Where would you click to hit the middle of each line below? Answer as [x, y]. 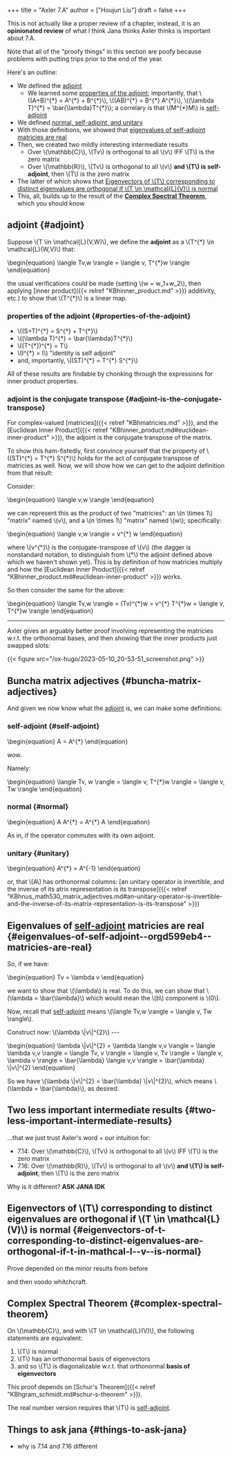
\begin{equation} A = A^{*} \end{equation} [68, 741]
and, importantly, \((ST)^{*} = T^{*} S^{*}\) [77, 361]
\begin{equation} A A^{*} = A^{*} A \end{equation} [79, 822]
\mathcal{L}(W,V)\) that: [41, 249]
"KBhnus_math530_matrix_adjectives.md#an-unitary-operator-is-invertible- [115, 896]
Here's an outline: [32, 72]
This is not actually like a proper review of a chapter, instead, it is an [104, 23]
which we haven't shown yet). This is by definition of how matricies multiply [115, 562]
